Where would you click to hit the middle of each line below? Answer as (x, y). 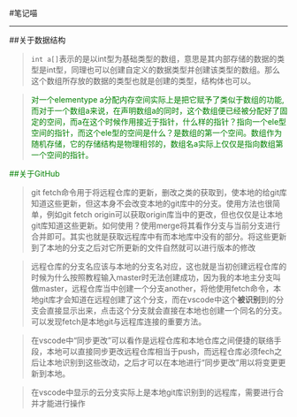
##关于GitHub (34, 174)
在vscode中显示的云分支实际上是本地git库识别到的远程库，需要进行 (153, 392)
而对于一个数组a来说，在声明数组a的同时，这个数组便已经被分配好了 (155, 110)
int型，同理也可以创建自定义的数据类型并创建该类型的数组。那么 (164, 70)
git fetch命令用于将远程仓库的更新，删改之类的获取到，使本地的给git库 (159, 192)
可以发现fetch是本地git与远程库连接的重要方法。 (118, 322)
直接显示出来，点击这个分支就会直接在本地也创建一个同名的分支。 (167, 311)
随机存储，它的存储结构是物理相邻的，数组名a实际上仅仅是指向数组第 (157, 144)
